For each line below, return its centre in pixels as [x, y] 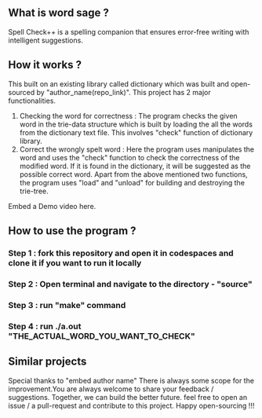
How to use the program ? [72, 231]
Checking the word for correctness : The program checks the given [128, 115]
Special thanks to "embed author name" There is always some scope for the [131, 380]
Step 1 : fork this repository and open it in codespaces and [121, 253]
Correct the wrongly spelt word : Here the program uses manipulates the [137, 149]
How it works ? [45, 65]
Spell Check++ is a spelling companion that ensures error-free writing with [129, 31]
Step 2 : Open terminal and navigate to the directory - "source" [130, 284]
